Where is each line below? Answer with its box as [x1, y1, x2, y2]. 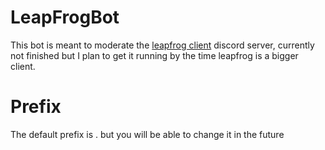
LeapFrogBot [10, 6, 120, 29]
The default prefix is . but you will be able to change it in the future [10, 128, 285, 140]
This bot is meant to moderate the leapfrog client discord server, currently [10, 39, 315, 51]
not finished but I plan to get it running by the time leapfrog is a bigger [10, 49, 299, 61]
